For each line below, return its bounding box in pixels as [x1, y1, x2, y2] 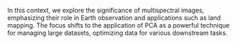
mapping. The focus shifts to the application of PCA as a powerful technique [7, 21, 230, 29]
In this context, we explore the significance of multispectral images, [7, 6, 204, 14]
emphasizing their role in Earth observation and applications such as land [7, 13, 221, 22]
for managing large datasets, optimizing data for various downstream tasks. [7, 28, 228, 37]
